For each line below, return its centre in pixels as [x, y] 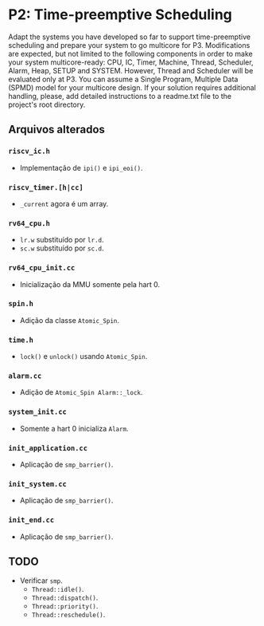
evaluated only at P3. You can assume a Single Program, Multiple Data [123, 79]
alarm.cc [25, 376]
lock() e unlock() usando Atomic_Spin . [83, 356]
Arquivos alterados [57, 130]
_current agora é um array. [64, 203]
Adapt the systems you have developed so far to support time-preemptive [130, 37]
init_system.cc [38, 484]
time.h [21, 340]
